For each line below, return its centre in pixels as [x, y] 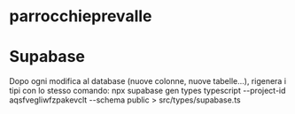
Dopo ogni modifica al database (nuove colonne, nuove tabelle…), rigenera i [147, 81]
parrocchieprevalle [81, 16]
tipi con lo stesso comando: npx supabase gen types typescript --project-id [147, 91]
